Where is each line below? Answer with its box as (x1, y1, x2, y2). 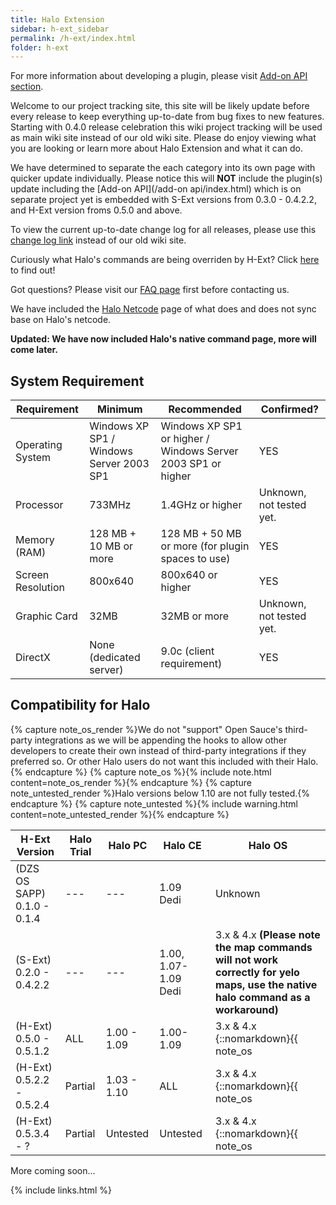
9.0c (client (160, 644, 215, 658)
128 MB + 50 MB (160, 527, 242, 541)
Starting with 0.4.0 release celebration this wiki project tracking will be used (10, 121, 323, 133)
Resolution (15, 581, 65, 595)
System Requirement (10, 372, 145, 390)
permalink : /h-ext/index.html (10, 33, 137, 43)
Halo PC (108, 838, 148, 852)
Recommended (168, 402, 242, 416)
